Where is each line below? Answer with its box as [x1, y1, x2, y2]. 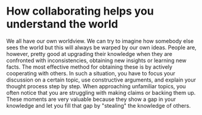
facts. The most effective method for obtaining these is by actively [6, 63, 173, 71]
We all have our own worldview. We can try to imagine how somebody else [6, 37, 194, 44]
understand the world [6, 17, 119, 31]
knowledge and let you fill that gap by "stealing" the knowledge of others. [6, 102, 191, 109]
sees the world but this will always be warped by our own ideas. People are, [6, 44, 197, 51]
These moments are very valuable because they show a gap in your [6, 96, 176, 103]
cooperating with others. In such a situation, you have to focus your [6, 69, 175, 77]
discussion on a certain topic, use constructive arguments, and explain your [6, 76, 197, 83]
